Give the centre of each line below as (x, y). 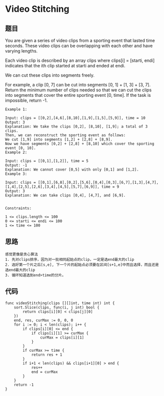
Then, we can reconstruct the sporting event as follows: (65, 135)
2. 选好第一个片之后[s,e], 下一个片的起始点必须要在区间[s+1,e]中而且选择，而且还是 (82, 265)
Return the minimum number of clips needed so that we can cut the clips (78, 90)
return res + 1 (47, 355)
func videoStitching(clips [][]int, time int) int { (60, 303)
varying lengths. (21, 51)
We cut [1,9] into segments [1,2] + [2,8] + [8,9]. (59, 140)
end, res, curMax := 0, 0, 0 (44, 320)
